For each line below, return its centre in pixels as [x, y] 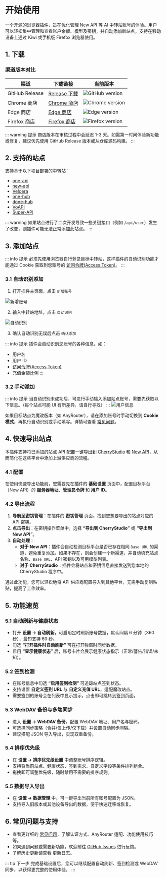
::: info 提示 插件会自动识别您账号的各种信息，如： [56, 343]
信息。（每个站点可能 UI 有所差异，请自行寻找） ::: [60, 405]
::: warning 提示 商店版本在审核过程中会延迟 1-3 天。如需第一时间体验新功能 [82, 135]
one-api [20, 181]
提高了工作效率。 [31, 588]
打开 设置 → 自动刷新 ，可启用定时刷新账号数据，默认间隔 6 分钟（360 [83, 632]
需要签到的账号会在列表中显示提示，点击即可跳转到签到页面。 [75, 696]
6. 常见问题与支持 [32, 821]
